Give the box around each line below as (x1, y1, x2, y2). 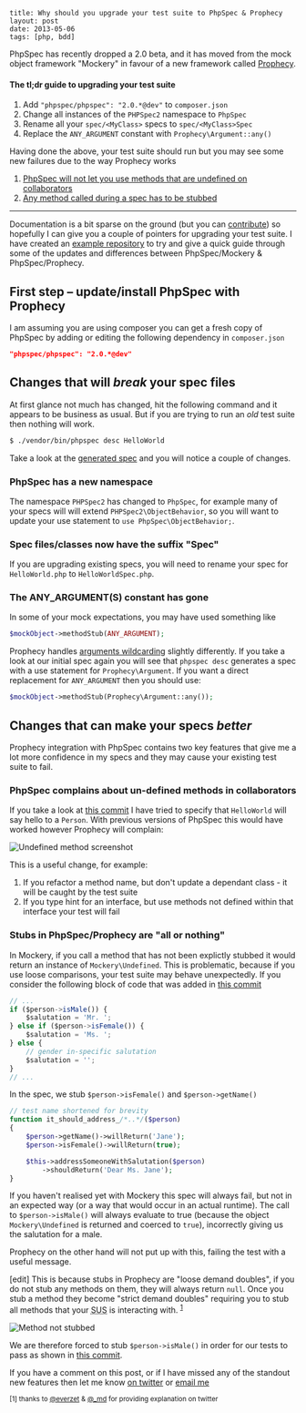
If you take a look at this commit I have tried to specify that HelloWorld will (9, 804, 287, 815)
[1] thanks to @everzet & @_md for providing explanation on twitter (9, 1395, 219, 1404)
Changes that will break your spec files (9, 374, 236, 391)
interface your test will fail (22, 906, 120, 917)
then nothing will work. (9, 418, 96, 429)
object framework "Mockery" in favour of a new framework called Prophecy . (9, 58, 296, 68)
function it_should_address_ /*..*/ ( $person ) (9, 1115, 181, 1124)
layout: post (9, 16, 59, 26)
